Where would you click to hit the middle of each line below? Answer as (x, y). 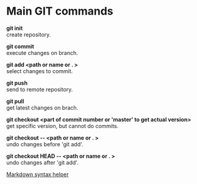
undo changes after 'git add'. (42, 162)
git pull (15, 101)
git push (17, 83)
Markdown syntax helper (38, 174)
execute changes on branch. (42, 52)
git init (15, 28)
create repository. (29, 34)
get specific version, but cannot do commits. (63, 126)
